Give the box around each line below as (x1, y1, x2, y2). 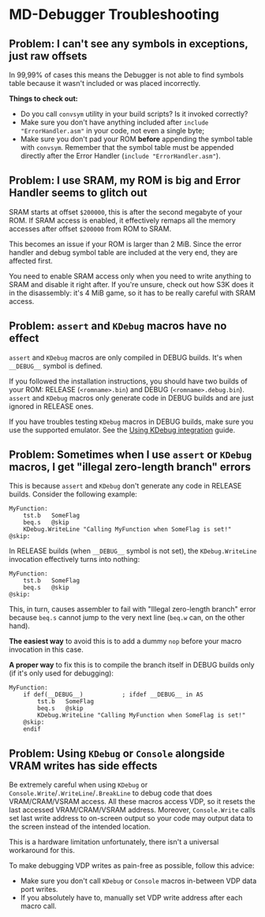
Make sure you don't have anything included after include (20, 118, 209, 127)
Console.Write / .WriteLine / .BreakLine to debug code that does (9, 788, 213, 798)
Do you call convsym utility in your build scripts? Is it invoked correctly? (20, 109, 248, 118)
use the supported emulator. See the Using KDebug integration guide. (9, 425, 236, 435)
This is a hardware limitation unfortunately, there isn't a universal (9, 837, 219, 847)
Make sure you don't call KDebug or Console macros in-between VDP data (20, 876, 257, 885)
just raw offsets (9, 49, 88, 62)
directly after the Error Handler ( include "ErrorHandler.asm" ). (20, 152, 221, 160)
